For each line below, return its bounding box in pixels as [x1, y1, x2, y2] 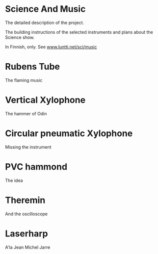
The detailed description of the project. [5, 20, 84, 25]
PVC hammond [5, 161, 68, 172]
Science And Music [5, 3, 86, 15]
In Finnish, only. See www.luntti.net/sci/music [5, 44, 97, 50]
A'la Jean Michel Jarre [5, 244, 51, 250]
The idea [5, 178, 23, 183]
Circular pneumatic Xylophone [5, 128, 133, 139]
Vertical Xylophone [5, 95, 86, 106]
